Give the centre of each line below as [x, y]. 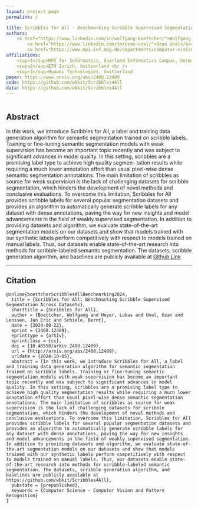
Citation [21, 281]
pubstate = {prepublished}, [46, 485]
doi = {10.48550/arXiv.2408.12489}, [56, 346]
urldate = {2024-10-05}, [42, 356]
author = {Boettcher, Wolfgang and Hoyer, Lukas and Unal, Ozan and [97, 315]
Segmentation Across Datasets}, [46, 304]
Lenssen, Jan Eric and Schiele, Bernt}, [57, 320]
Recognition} [22, 495]
